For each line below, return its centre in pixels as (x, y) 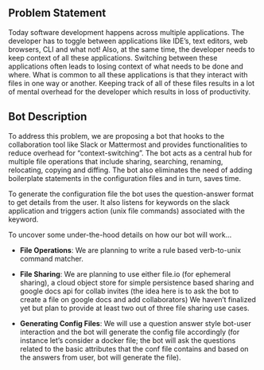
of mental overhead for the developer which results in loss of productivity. (130, 92)
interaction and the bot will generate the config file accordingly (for (130, 332)
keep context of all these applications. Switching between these (113, 57)
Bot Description (48, 117)
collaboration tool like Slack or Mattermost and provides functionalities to (128, 144)
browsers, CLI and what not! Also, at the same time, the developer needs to (132, 49)
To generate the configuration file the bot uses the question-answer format (131, 194)
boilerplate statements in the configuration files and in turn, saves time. (124, 178)
